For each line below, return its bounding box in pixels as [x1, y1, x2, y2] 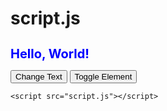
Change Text [15, 71, 63, 82]
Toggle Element [74, 71, 133, 82]
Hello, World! [10, 46, 90, 62]
